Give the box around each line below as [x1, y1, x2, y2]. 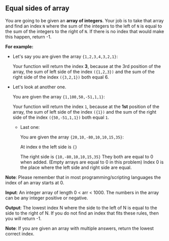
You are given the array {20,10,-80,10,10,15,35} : [20, 134, 124, 140]
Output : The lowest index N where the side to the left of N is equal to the [5, 204, 157, 211]
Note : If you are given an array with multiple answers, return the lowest [5, 225, 154, 231]
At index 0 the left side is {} [20, 144, 78, 150]
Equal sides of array [5, 4, 70, 13]
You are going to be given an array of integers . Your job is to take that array [5, 17, 164, 23]
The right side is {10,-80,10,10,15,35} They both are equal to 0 [20, 153, 154, 159]
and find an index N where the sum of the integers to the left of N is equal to [5, 23, 162, 29]
